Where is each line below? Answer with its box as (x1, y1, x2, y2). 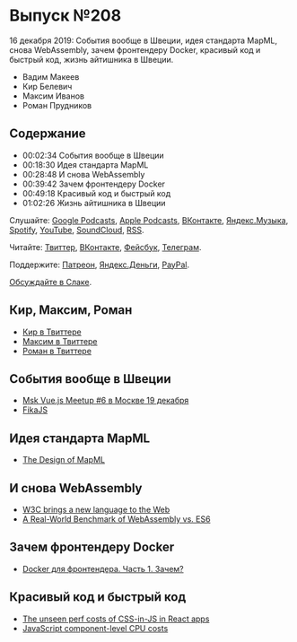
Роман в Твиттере (22, 345, 92, 356)
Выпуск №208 (9, 5, 122, 26)
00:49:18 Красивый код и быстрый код (22, 187, 171, 198)
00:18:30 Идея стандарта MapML (22, 159, 149, 170)
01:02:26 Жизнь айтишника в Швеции (22, 197, 166, 208)
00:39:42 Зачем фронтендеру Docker (22, 178, 166, 189)
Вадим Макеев (22, 71, 80, 82)
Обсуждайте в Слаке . (9, 276, 92, 287)
